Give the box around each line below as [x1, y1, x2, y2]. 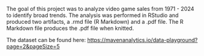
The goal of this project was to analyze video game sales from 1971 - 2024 [6, 5, 195, 12]
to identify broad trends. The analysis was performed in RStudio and [6, 12, 179, 19]
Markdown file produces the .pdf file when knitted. [6, 24, 134, 32]
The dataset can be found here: [6, 37, 86, 43]
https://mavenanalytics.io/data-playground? [87, 37, 198, 43]
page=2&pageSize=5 [6, 43, 60, 50]
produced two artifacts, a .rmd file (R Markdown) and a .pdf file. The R [6, 18, 184, 25]
